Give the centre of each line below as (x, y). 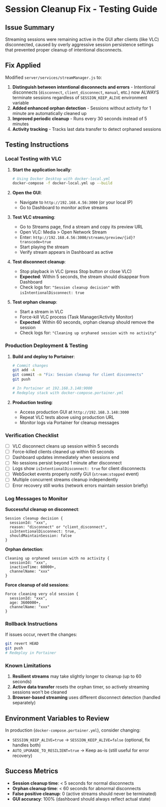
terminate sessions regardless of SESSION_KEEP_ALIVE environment (80, 97)
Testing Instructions (37, 145)
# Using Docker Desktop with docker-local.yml (61, 179)
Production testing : (32, 402)
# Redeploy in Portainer (31, 653)
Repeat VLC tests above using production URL (67, 417)
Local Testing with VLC (33, 159)
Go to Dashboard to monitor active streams (64, 208)
